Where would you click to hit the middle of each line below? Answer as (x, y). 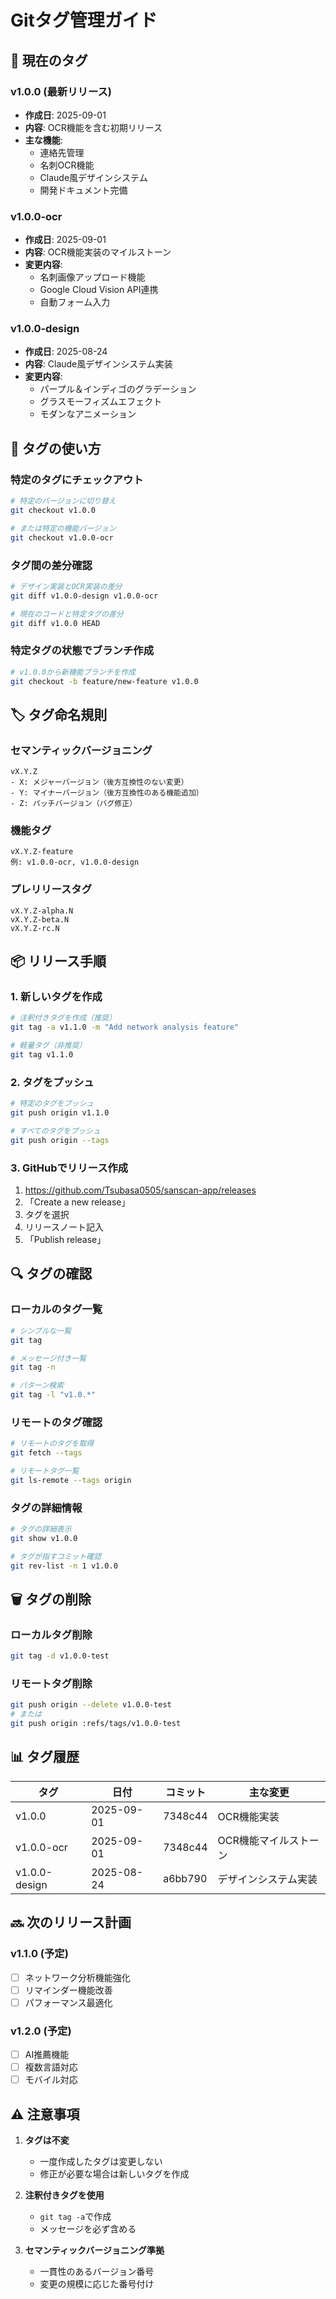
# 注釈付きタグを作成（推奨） (63, 1018)
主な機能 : (43, 140)
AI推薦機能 (47, 2055)
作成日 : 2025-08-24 (66, 352)
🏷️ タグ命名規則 (59, 714)
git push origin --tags (60, 1140)
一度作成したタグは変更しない (101, 2162)
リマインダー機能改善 (68, 1990)
